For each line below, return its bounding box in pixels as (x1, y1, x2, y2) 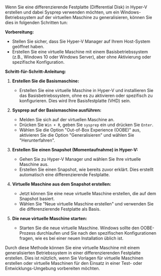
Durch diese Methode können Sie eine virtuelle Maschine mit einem (5, 245, 140, 250)
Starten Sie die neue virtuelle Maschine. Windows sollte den (19, 225, 140, 231)
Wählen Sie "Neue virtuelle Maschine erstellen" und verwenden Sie (19, 201, 154, 206)
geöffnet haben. (12, 44, 45, 49)
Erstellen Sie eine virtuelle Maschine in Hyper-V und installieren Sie (19, 88, 154, 93)
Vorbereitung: (5, 29, 34, 35)
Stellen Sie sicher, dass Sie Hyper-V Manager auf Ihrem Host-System (12, 38, 150, 44)
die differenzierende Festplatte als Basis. (19, 206, 101, 212)
